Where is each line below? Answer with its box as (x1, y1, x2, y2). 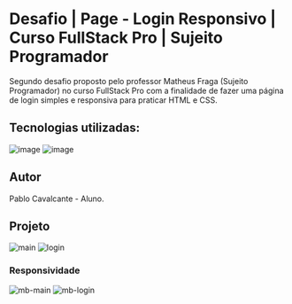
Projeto (9, 218, 50, 234)
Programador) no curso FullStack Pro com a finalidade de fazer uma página (9, 85, 285, 96)
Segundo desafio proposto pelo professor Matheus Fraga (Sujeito (9, 75, 249, 86)
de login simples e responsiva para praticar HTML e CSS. (9, 94, 219, 105)
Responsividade (9, 264, 81, 277)
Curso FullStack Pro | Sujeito (9, 27, 223, 48)
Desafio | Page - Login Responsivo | (9, 9, 277, 29)
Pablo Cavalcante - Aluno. (9, 193, 104, 204)
